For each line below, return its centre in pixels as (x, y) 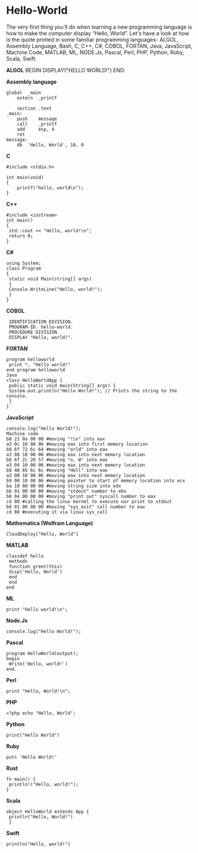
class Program (24, 268)
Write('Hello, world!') (38, 664)
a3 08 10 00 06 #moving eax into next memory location (76, 454)
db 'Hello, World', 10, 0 (50, 145)
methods (18, 561)
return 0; (21, 236)
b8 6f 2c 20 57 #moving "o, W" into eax (57, 460)
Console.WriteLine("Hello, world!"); (55, 289)
